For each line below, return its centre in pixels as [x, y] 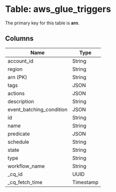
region [15, 69]
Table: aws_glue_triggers [58, 9]
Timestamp [85, 182]
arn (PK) [17, 77]
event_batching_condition [38, 109]
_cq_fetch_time [25, 182]
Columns [19, 39]
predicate [19, 134]
